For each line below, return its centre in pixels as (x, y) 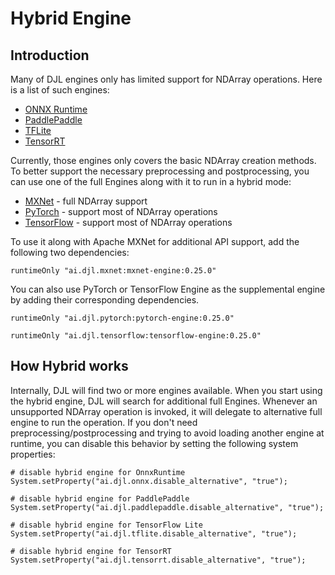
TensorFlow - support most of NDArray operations (128, 222)
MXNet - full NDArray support (86, 201)
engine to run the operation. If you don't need (104, 422)
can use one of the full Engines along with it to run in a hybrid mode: (151, 181)
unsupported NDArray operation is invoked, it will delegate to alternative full (166, 411)
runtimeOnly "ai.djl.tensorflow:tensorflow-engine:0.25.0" (136, 336)
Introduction (50, 55)
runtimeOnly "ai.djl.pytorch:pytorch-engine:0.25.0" (122, 318)
